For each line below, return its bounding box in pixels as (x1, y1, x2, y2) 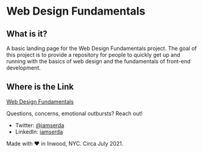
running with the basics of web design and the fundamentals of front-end (6, 58, 191, 65)
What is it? (6, 29, 48, 39)
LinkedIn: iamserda (15, 128, 63, 135)
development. (6, 64, 41, 71)
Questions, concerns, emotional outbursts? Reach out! (6, 110, 143, 117)
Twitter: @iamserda (15, 121, 65, 129)
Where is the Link (6, 82, 74, 92)
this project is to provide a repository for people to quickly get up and (6, 51, 180, 59)
